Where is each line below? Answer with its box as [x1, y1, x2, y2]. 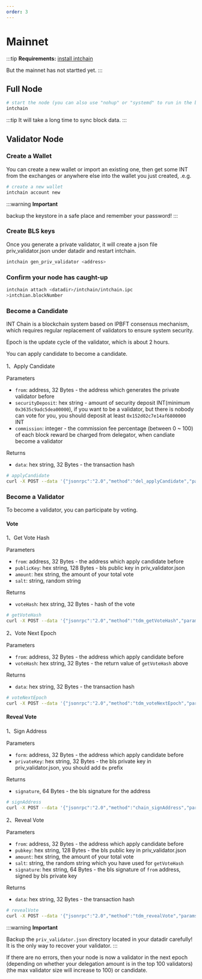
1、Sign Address [6, 727, 47, 735]
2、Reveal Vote [6, 816, 44, 823]
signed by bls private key [14, 872, 78, 879]
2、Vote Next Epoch [6, 630, 57, 637]
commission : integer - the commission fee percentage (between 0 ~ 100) [14, 425, 194, 432]
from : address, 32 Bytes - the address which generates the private [14, 387, 180, 394]
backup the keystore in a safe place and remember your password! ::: [6, 212, 179, 219]
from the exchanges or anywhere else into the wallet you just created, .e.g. [6, 172, 192, 179]
